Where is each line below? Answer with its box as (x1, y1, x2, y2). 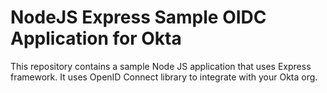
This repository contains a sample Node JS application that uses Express (10, 60, 312, 72)
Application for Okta (10, 27, 182, 50)
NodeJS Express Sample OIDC (10, 6, 267, 29)
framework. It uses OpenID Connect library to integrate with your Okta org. (10, 71, 318, 83)
